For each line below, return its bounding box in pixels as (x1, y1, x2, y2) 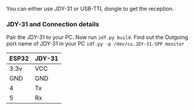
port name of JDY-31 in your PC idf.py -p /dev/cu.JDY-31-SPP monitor (6, 40, 185, 47)
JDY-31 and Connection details (6, 20, 99, 28)
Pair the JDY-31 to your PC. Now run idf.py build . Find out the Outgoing (6, 34, 189, 41)
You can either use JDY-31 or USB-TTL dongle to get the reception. (6, 5, 174, 12)
